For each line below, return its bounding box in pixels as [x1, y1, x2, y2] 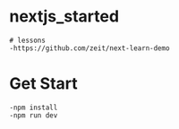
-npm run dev [9, 110, 58, 120]
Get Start [9, 73, 78, 94]
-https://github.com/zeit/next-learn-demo [9, 43, 170, 53]
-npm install [9, 103, 58, 112]
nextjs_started [9, 6, 119, 27]
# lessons [9, 36, 47, 45]
